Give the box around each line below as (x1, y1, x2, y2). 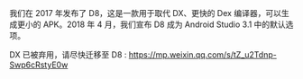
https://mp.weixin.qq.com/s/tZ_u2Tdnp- (128, 49, 277, 60)
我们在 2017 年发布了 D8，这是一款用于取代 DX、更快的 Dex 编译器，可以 (9, 8, 282, 18)
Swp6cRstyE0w (9, 59, 69, 70)
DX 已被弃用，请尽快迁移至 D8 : (9, 49, 127, 60)
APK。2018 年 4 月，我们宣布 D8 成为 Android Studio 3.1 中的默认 (42, 19, 286, 30)
